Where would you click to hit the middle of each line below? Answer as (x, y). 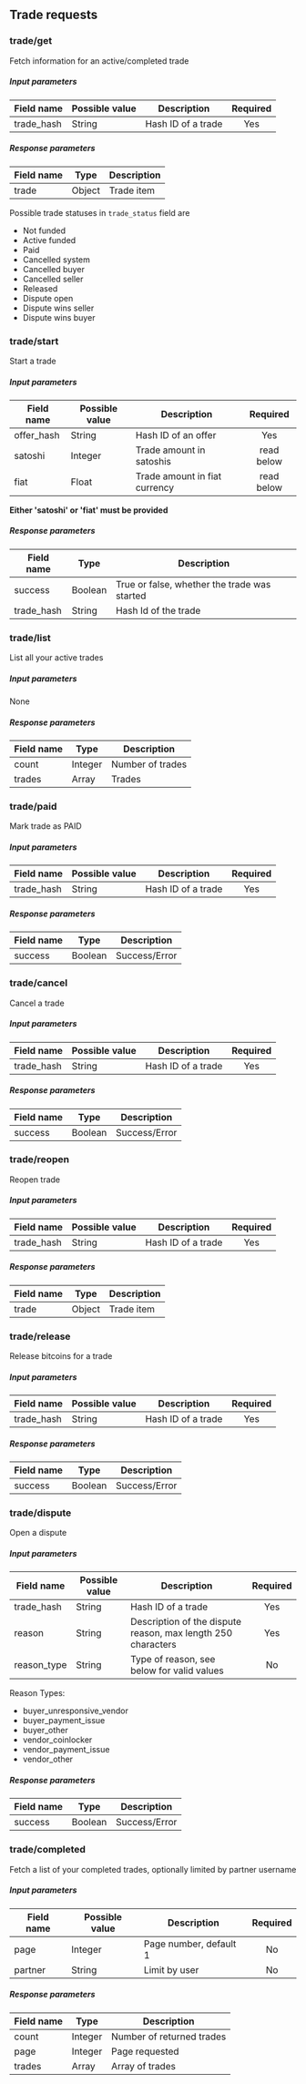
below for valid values (178, 1670)
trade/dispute (41, 1513)
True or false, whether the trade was (193, 584)
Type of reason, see (173, 1660)
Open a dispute (38, 1533)
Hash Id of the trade (158, 610)
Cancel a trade (37, 1003)
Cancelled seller (53, 279)
